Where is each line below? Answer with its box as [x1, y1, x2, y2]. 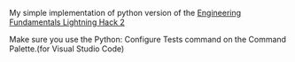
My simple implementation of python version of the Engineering [9, 8, 242, 18]
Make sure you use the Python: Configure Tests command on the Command [9, 35, 286, 44]
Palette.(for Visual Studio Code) [9, 43, 125, 54]
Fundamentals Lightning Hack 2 [9, 17, 126, 27]
